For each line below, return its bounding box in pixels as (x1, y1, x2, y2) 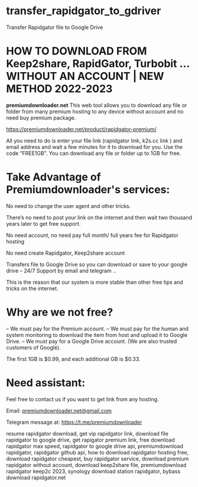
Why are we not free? (6, 306, 113, 319)
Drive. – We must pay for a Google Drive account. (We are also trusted (6, 337, 177, 345)
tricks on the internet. (6, 285, 59, 292)
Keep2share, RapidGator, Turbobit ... (6, 57, 190, 70)
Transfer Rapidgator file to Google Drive (6, 24, 103, 31)
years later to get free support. (6, 220, 81, 227)
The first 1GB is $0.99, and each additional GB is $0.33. (6, 355, 141, 362)
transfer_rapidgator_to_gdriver (6, 4, 161, 18)
